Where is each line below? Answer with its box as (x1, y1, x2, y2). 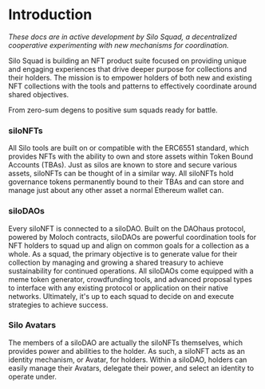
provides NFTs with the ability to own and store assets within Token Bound (8, 151, 254, 161)
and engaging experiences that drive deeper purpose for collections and (8, 64, 247, 73)
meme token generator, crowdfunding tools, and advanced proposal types (8, 274, 253, 284)
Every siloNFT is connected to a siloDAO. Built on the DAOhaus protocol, (8, 223, 246, 233)
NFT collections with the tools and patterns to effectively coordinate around (8, 81, 257, 91)
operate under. (8, 371, 57, 381)
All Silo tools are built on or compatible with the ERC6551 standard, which (8, 143, 250, 153)
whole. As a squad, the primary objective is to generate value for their (8, 249, 238, 258)
